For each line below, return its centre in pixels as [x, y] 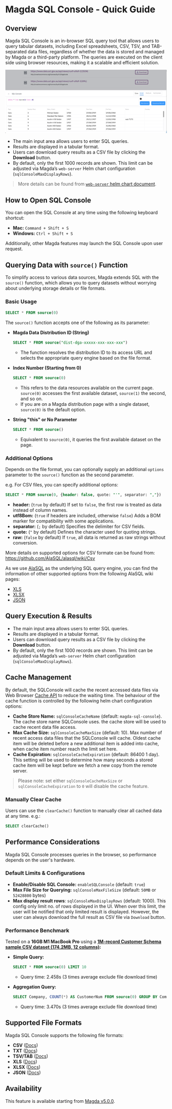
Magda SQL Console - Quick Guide [80, 10]
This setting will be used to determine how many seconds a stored [83, 760]
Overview [21, 29]
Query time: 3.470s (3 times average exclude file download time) [89, 1007]
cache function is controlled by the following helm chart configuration [79, 701]
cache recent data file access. [45, 727]
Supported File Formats [44, 1023]
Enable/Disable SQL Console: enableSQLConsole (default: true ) [79, 884]
